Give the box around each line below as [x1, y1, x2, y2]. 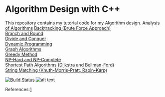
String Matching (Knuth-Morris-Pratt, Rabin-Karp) [5, 67, 108, 73]
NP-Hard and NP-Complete [5, 56, 61, 62]
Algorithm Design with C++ [5, 3, 121, 15]
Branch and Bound [5, 30, 44, 36]
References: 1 [5, 86, 32, 92]
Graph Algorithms [5, 46, 41, 52]
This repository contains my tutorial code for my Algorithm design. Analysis [5, 20, 160, 26]
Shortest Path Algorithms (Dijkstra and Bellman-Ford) [5, 62, 115, 68]
